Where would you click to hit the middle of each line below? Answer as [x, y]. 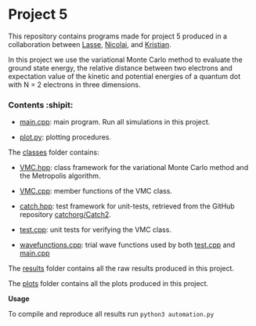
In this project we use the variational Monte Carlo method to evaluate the [125, 60]
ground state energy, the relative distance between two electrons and [120, 67]
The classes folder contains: [54, 152]
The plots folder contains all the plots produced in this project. [108, 284]
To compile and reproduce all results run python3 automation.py [111, 314]
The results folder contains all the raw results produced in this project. [121, 269]
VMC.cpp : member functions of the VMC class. [96, 191]
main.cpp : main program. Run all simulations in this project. [115, 122]
